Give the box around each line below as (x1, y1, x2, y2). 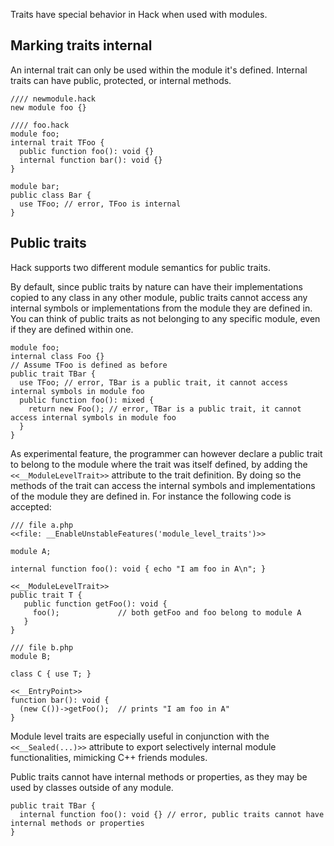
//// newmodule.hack (10, 94, 97, 104)
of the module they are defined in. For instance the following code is (10, 490, 292, 502)
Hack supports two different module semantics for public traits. (10, 261, 271, 273)
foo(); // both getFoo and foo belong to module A (32, 607, 302, 618)
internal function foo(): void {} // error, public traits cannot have (19, 809, 325, 819)
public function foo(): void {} (19, 146, 155, 156)
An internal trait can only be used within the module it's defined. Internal (10, 64, 308, 76)
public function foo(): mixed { (19, 395, 155, 405)
